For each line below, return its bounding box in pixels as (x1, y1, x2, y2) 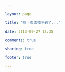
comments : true (5, 37, 36, 43)
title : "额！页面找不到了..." (5, 20, 61, 25)
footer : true (5, 55, 32, 60)
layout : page (5, 11, 32, 16)
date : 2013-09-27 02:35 (5, 29, 54, 34)
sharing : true (5, 47, 34, 52)
